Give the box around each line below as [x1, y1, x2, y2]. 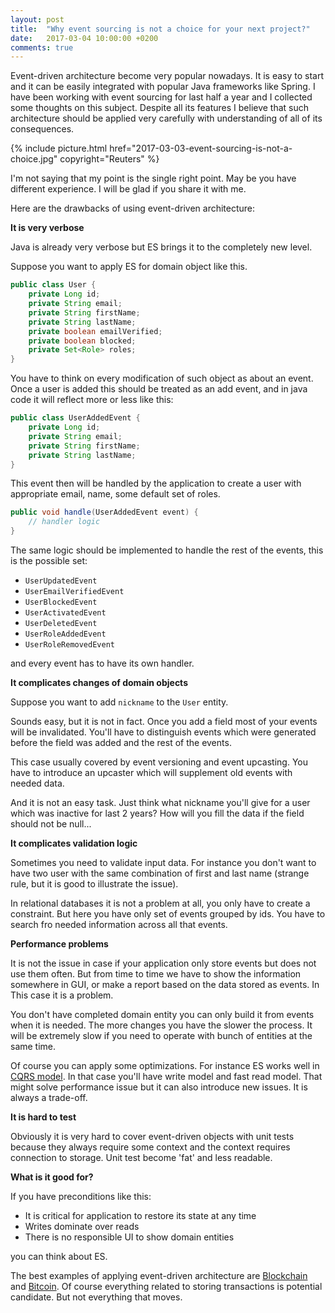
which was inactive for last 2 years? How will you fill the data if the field [10, 807, 305, 819]
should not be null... [10, 818, 92, 830]
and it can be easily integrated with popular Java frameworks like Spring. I [10, 81, 316, 93]
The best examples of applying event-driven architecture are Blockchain [10, 1270, 308, 1281]
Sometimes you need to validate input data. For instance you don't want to [10, 857, 317, 868]
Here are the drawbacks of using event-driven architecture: [10, 202, 256, 215]
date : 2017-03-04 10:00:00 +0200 [10, 33, 159, 43]
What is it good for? [10, 1171, 94, 1183]
